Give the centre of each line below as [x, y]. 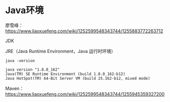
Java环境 [25, 10]
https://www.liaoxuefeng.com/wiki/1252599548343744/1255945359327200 [85, 94]
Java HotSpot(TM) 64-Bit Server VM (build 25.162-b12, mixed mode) [78, 78]
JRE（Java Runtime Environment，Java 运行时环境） [60, 51]
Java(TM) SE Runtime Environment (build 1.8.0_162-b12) [65, 74]
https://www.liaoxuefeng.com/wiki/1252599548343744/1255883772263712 [84, 31]
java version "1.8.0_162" [32, 69]
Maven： [15, 88]
